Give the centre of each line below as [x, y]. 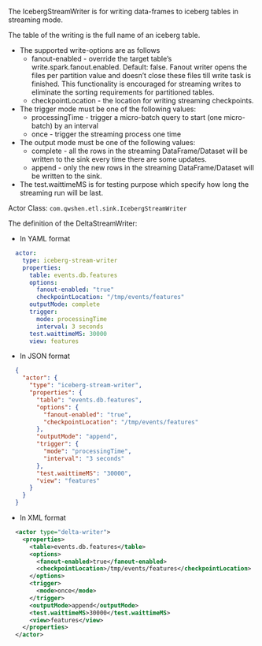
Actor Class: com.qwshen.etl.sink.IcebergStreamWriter [98, 208]
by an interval [76, 126]
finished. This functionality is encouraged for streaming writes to [136, 84]
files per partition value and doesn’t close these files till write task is [141, 75]
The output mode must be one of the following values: [107, 142]
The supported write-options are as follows [90, 50]
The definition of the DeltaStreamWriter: [73, 223]
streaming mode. [36, 20]
